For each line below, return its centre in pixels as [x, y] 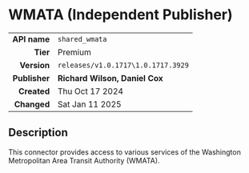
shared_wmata [82, 39]
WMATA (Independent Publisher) [121, 15]
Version [35, 65]
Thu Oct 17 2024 [90, 91]
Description [38, 133]
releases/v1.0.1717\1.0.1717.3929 [123, 65]
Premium [74, 52]
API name [31, 39]
